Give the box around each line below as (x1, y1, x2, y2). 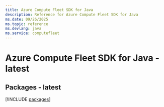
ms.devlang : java (5, 26, 42, 31)
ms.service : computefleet (5, 31, 59, 36)
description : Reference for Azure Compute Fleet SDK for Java (5, 12, 138, 17)
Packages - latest (5, 83, 61, 91)
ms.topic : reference (5, 21, 49, 27)
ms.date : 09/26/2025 (5, 17, 49, 22)
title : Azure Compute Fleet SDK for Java (5, 7, 94, 13)
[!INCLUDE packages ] (5, 96, 51, 102)
